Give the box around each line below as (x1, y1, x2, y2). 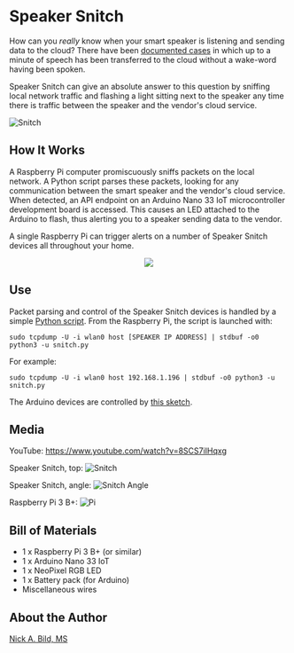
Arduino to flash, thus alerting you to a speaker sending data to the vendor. (9, 213, 282, 224)
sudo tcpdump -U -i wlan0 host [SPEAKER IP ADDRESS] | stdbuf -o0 (9, 333, 259, 342)
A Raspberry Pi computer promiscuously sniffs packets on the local (9, 166, 255, 177)
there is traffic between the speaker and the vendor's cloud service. (9, 99, 258, 110)
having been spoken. (9, 64, 86, 75)
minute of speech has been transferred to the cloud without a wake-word (9, 54, 277, 65)
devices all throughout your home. (9, 240, 135, 250)
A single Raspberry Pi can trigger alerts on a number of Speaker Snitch (9, 231, 268, 241)
